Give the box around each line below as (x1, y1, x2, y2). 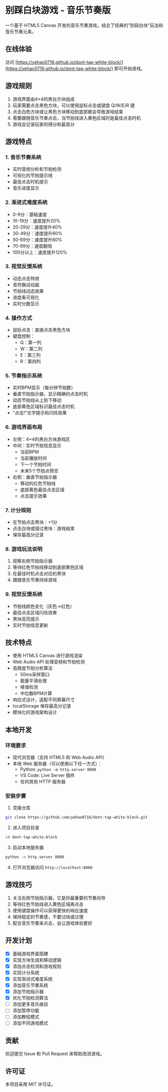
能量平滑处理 (20, 678, 47, 684)
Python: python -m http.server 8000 (20, 766, 97, 772)
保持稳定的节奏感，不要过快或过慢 (12, 913, 84, 919)
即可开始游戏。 (114, 65, 145, 71)
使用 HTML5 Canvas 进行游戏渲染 (12, 653, 83, 659)
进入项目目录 (12, 825, 39, 831)
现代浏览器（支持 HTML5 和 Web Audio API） (12, 755, 107, 761)
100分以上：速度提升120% (12, 249, 67, 255)
